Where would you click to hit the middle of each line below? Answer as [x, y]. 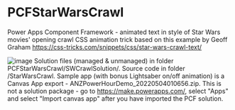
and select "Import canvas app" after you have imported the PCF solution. [115, 98]
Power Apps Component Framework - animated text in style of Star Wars [114, 32]
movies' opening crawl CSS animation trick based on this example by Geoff [117, 39]
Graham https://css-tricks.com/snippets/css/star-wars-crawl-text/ [105, 47]
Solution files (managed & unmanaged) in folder [104, 60]
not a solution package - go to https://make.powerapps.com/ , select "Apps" [118, 91]
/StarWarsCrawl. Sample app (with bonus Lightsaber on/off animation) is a [116, 76]
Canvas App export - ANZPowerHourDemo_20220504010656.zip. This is [115, 83]
